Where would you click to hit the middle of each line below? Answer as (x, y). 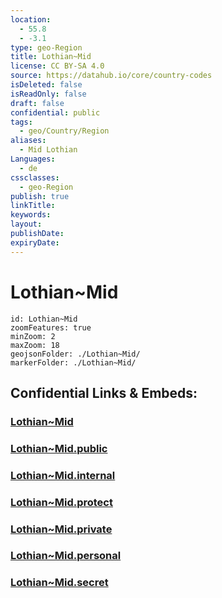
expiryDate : (35, 242)
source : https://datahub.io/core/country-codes (111, 76)
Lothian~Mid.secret (59, 583)
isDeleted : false (46, 85)
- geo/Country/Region (64, 131)
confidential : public (55, 112)
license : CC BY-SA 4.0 (57, 66)
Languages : (33, 159)
